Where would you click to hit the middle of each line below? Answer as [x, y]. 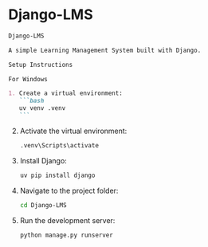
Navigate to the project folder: [69, 190]
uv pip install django [57, 175]
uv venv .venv [42, 108]
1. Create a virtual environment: [66, 93]
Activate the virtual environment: [73, 131]
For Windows [28, 79]
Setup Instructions [41, 65]
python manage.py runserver [66, 235]
